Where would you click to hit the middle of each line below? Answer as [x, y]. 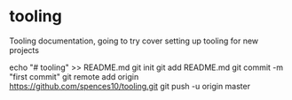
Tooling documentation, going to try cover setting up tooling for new [134, 41]
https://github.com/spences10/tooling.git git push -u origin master [130, 86]
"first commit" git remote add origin [74, 76]
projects [24, 50]
